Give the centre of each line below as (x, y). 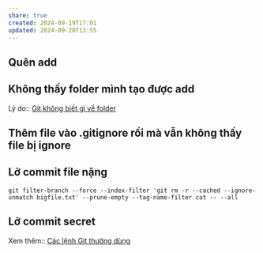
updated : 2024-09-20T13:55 (53, 30)
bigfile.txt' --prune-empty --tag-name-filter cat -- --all (137, 197)
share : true (28, 15)
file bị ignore (39, 145)
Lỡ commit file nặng (58, 172)
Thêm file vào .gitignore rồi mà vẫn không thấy (125, 132)
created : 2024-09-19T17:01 (53, 23)
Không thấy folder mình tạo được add (101, 89)
